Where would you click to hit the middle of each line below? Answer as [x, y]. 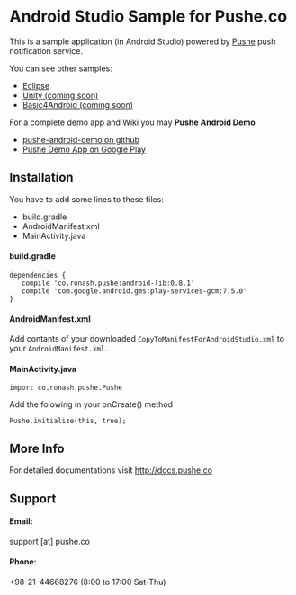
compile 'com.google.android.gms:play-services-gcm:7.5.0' [134, 291]
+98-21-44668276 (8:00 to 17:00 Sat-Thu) [88, 582]
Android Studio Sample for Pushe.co [148, 17]
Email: [21, 521]
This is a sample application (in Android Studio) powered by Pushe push [143, 41]
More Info [37, 448]
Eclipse [36, 85]
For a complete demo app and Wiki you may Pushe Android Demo [133, 122]
